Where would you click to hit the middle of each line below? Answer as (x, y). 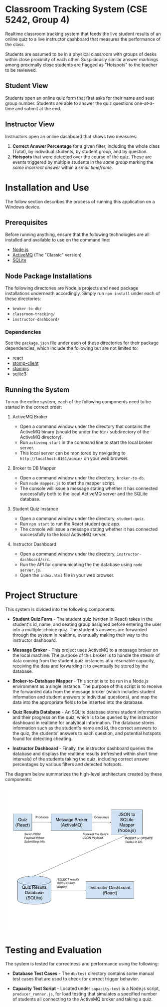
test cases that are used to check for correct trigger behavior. (76, 979)
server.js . (31, 570)
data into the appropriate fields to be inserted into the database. (78, 702)
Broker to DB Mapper (34, 468)
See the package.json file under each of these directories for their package (82, 343)
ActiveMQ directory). (41, 437)
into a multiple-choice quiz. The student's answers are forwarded (80, 630)
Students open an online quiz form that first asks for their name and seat (80, 98)
